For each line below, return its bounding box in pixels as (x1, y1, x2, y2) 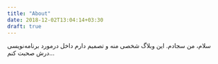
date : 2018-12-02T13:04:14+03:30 (7, 17, 104, 23)
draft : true (7, 23, 42, 30)
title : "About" (7, 10, 51, 17)
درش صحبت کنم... (7, 49, 55, 57)
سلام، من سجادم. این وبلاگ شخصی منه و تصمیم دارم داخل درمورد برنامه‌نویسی (7, 42, 211, 50)
